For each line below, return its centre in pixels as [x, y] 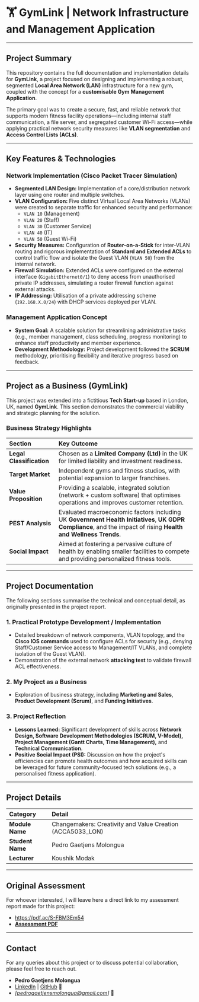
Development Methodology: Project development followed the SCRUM [102, 349]
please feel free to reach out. [41, 969]
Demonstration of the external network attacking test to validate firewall [103, 660]
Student [21, 841]
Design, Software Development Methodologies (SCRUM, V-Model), [99, 735]
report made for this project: [41, 907]
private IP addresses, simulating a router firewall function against [94, 283]
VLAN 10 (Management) [52, 214]
